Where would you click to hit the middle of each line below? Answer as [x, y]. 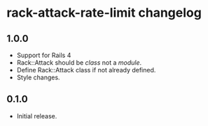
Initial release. [37, 116]
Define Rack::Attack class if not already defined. [86, 70]
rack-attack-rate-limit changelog [104, 13]
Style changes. [38, 77]
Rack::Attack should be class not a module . [79, 63]
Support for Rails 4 [44, 55]
